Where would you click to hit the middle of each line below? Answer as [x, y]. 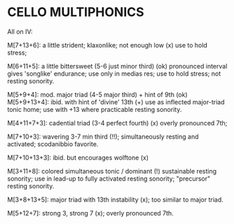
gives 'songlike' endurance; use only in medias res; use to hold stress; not [114, 73]
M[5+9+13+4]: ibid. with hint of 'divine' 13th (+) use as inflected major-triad [116, 101]
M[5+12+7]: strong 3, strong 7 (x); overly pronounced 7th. [90, 213]
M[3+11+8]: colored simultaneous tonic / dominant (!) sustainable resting [112, 171]
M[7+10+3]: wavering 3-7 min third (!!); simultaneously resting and [103, 136]
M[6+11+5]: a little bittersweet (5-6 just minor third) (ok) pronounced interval [117, 66]
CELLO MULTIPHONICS [76, 12]
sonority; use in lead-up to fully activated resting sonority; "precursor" [109, 178]
